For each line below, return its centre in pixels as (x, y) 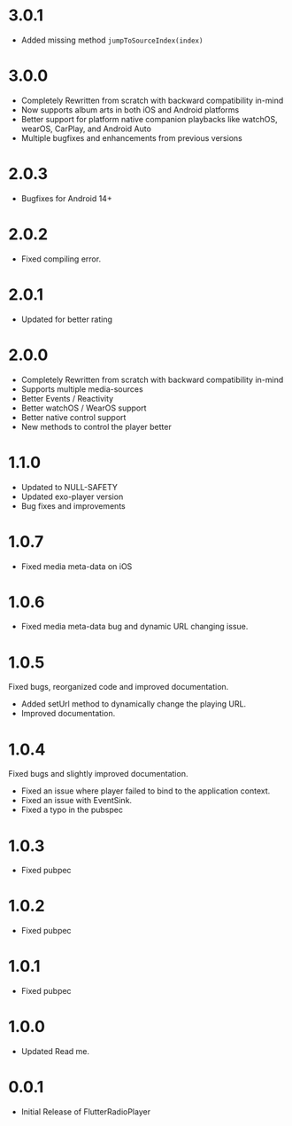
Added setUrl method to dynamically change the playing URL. (134, 704)
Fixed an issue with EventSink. (77, 801)
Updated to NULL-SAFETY (69, 487)
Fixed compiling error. (61, 259)
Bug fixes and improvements (73, 505)
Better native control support (73, 417)
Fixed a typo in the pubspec (72, 810)
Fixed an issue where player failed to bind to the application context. (146, 791)
